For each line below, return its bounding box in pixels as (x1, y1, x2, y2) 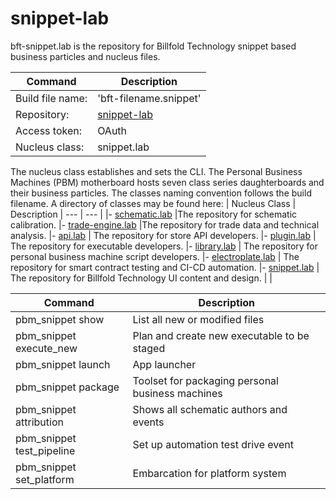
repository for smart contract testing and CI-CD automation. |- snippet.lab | (10, 261, 320, 273)
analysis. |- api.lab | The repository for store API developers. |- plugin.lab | (10, 229, 317, 241)
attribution (15, 415, 64, 429)
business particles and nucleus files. (10, 50, 161, 62)
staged (132, 341, 166, 355)
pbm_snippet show (15, 312, 105, 326)
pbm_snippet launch (15, 357, 111, 371)
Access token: (15, 123, 83, 137)
